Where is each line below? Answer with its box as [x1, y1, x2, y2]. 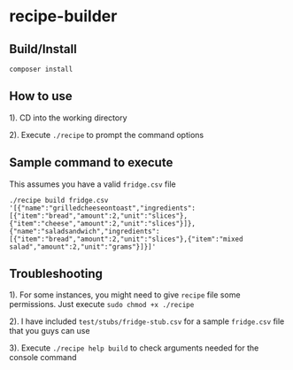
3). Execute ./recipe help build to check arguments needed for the [9, 343, 259, 353]
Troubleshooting [9, 266, 104, 281]
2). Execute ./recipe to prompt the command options [9, 129, 204, 140]
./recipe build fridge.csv [9, 196, 109, 204]
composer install [9, 65, 73, 73]
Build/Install [9, 42, 77, 57]
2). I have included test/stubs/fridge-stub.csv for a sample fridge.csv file [9, 316, 285, 327]
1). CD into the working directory [9, 112, 127, 123]
